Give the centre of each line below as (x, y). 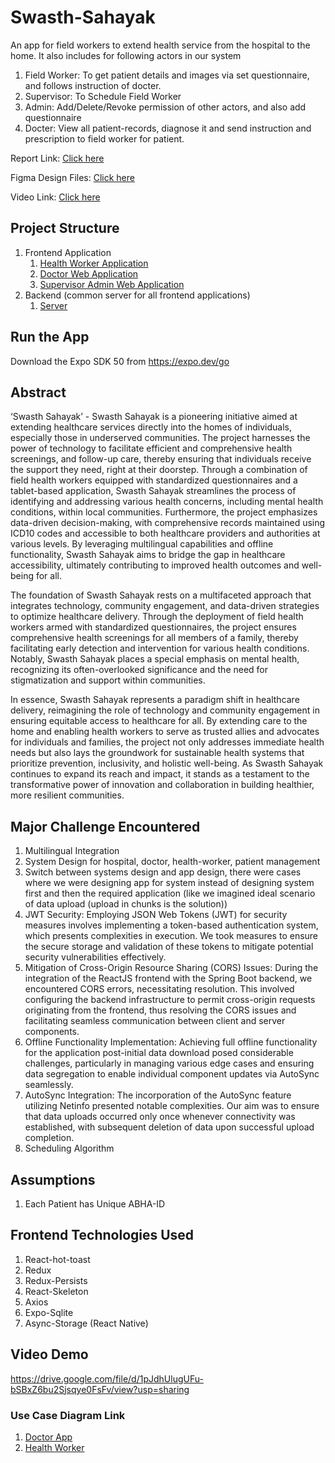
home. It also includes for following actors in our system (126, 55)
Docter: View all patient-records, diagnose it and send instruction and (168, 128)
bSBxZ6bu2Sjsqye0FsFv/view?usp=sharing (100, 1389)
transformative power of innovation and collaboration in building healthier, (162, 785)
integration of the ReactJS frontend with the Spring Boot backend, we (168, 978)
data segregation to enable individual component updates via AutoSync (172, 1074)
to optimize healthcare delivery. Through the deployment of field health (157, 617)
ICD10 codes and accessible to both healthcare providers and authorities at (165, 533)
